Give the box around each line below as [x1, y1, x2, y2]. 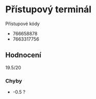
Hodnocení [5, 51, 42, 60]
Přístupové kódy [5, 21, 40, 27]
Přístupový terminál [5, 4, 91, 15]
